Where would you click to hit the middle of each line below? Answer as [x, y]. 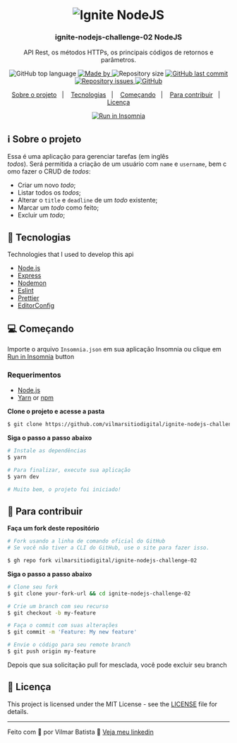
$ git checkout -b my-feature [52, 613]
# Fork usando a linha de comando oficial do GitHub [86, 541]
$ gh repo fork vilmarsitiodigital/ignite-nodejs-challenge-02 [102, 561]
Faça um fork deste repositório [54, 528]
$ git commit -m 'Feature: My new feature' [72, 632]
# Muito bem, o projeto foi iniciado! [64, 489]
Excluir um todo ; [41, 215]
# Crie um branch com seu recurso [58, 606]
